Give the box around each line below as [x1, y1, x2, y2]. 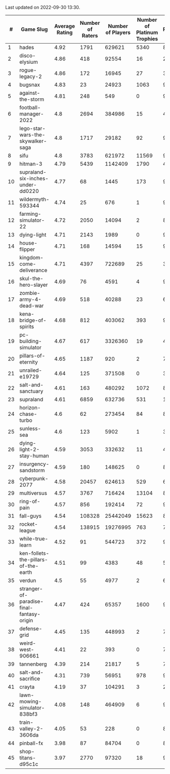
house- [19, 240, 38, 246]
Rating [56, 29, 73, 36]
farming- [19, 210, 41, 217]
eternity [19, 359, 38, 365]
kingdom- [19, 254, 44, 261]
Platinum [136, 29, 158, 36]
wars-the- [19, 131, 46, 138]
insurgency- [19, 460, 50, 468]
